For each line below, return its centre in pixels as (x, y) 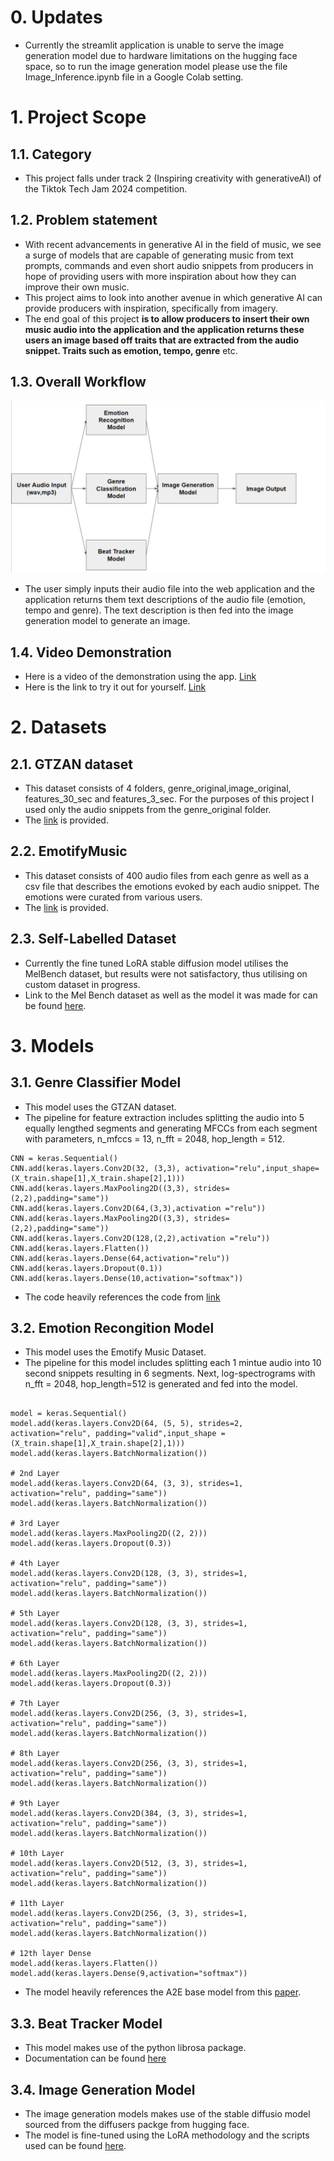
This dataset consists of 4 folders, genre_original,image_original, (158, 788)
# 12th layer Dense (51, 1954)
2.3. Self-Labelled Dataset (93, 939)
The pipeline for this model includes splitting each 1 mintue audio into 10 (173, 1363)
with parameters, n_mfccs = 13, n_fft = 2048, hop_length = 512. (155, 1138)
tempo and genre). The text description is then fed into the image (159, 610)
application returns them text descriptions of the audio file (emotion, (165, 600)
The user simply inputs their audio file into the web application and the (169, 589)
